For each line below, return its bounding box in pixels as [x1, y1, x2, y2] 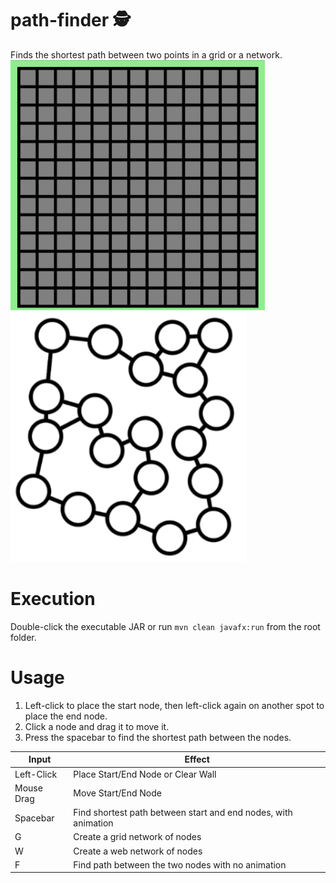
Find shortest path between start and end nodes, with [73, 807, 293, 819]
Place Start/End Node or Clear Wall [73, 768, 217, 780]
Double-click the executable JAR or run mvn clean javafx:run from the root [10, 620, 321, 632]
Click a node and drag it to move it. [24, 720, 170, 732]
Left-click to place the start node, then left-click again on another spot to [24, 699, 325, 711]
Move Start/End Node [73, 787, 162, 799]
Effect [184, 753, 210, 766]
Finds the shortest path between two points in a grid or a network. [10, 48, 283, 61]
